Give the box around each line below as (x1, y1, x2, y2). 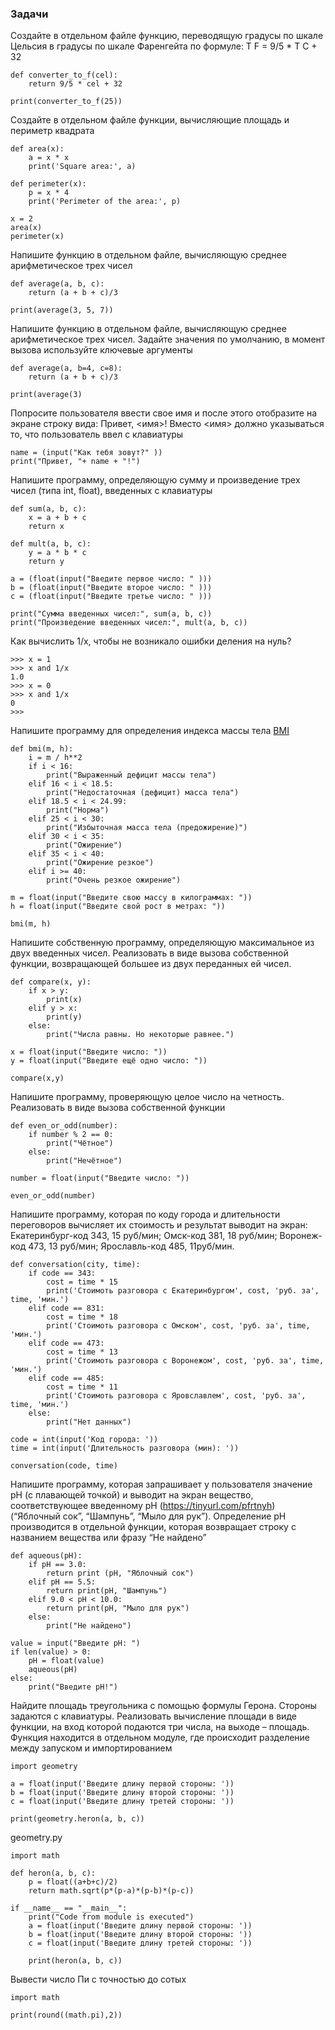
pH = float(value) (28, 1656, 105, 1666)
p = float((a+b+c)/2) (28, 1877, 118, 1887)
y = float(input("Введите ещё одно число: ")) (10, 1056, 208, 1066)
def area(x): (10, 144, 65, 154)
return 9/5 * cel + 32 (28, 79, 123, 89)
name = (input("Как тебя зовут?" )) (10, 448, 163, 458)
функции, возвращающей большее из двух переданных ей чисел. (10, 958, 292, 970)
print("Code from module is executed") (28, 1912, 195, 1922)
